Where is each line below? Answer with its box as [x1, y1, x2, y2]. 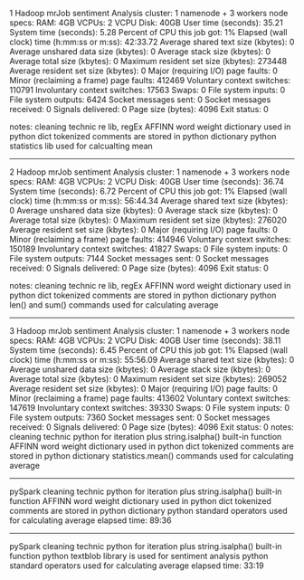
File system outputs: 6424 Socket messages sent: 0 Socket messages [9, 94, 271, 105]
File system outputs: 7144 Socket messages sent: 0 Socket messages [9, 253, 270, 263]
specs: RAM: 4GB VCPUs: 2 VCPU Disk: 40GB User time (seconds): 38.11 [9, 335, 281, 346]
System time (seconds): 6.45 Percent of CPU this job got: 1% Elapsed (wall [9, 345, 288, 356]
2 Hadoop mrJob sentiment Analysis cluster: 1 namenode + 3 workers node [9, 166, 290, 177]
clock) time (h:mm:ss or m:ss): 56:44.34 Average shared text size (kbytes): [9, 195, 289, 206]
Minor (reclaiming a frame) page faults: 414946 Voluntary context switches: [9, 234, 291, 244]
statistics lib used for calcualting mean [9, 140, 154, 151]
